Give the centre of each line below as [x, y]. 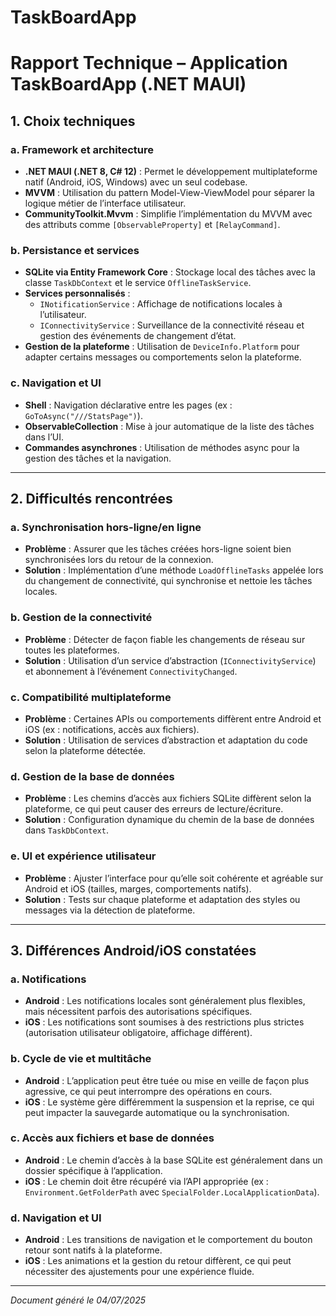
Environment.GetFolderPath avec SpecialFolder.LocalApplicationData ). [172, 1192]
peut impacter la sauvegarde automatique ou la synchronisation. [157, 1112]
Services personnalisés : [77, 293]
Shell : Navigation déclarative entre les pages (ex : [128, 405]
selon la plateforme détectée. [85, 750]
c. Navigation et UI [56, 383]
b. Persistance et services [75, 250]
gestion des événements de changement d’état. [138, 336]
